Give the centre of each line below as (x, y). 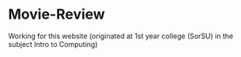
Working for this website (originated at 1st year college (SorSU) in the (121, 36)
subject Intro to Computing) (53, 44)
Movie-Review (56, 14)
